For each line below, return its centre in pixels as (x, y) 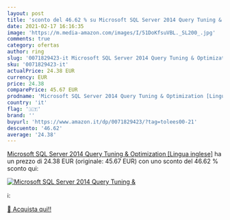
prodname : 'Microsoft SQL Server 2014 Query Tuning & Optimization (105, 97)
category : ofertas (33, 45)
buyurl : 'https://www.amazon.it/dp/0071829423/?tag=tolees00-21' (102, 122)
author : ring (26, 52)
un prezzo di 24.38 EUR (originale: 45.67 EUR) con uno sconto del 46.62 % (113, 161)
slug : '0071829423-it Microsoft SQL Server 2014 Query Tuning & (101, 58)
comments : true (29, 39)
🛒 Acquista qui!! (29, 209)
